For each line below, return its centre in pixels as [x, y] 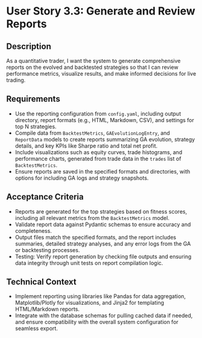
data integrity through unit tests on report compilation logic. [89, 263]
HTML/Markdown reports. [47, 309]
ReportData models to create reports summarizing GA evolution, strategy [105, 139]
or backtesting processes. [47, 250]
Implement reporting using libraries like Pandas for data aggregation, [100, 296]
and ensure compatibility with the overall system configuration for [97, 322]
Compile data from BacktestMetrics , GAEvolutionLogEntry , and [92, 133]
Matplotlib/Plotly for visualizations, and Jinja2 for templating [90, 303]
